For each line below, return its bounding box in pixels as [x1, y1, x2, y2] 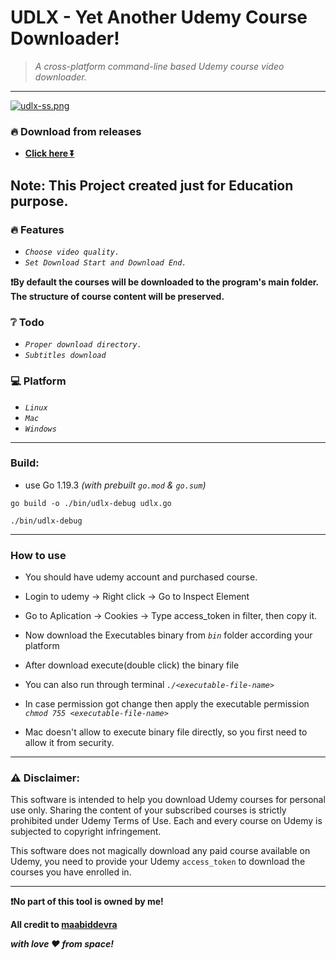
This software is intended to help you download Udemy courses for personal [10, 794, 326, 806]
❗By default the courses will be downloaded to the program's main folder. [10, 276, 319, 288]
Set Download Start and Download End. [24, 257, 187, 268]
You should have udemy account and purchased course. [24, 571, 258, 583]
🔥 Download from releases [10, 124, 142, 138]
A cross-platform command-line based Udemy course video [34, 60, 285, 72]
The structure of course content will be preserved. [10, 290, 225, 302]
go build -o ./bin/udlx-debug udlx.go [10, 498, 172, 508]
